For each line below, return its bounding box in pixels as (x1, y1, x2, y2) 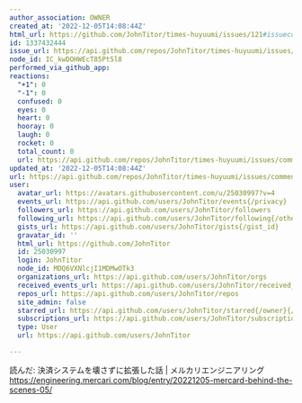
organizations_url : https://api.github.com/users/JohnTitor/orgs (17, 273, 268, 282)
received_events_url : (17, 281, 99, 290)
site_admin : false (17, 298, 87, 307)
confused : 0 (17, 96, 63, 106)
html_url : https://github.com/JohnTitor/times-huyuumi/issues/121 (9, 30, 263, 39)
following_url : (17, 213, 75, 223)
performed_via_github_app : (9, 64, 111, 73)
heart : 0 (17, 113, 50, 122)
